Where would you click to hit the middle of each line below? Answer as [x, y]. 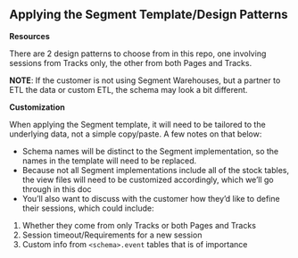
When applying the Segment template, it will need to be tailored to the [137, 124]
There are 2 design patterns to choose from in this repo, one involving [138, 54]
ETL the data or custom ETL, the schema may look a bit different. [128, 89]
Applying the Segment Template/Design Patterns [149, 15]
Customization [37, 107]
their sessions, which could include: [88, 208]
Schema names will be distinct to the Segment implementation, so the [150, 151]
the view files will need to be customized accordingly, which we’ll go [148, 179]
